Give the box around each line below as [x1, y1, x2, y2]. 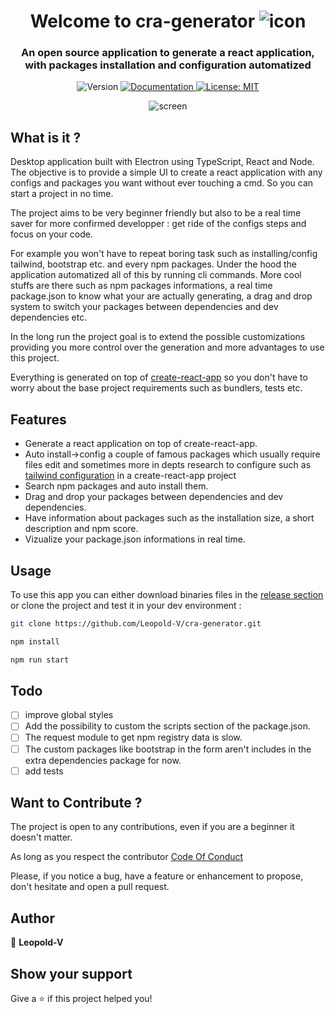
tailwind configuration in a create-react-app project [24, 470, 237, 482]
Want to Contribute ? [10, 795, 143, 812]
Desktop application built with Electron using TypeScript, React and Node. [10, 156, 315, 168]
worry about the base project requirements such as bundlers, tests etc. [10, 382, 303, 394]
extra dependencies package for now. [24, 754, 182, 766]
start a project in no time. [10, 188, 114, 200]
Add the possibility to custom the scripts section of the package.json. [24, 720, 311, 732]
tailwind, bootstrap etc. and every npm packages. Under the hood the [10, 258, 297, 270]
